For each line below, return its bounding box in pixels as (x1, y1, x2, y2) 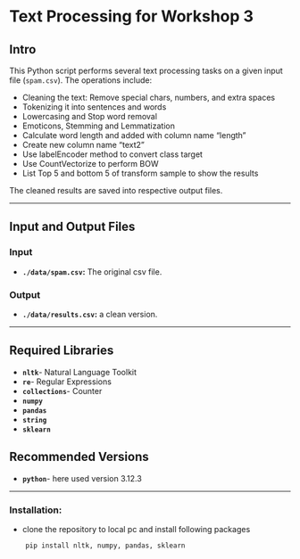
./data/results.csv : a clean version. (21, 308, 158, 319)
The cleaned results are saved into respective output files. (9, 185, 223, 195)
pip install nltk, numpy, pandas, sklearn (25, 541, 186, 550)
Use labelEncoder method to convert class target (21, 149, 204, 160)
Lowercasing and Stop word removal (21, 111, 158, 121)
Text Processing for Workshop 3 (9, 6, 254, 27)
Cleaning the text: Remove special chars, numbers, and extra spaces (21, 92, 276, 103)
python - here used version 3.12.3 (21, 473, 143, 483)
